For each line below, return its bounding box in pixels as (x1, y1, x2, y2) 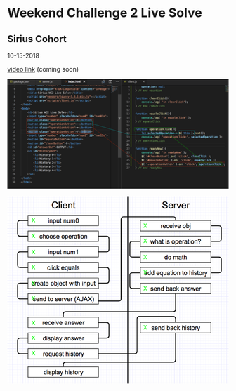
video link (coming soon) (7, 65, 79, 73)
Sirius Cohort (7, 33, 67, 45)
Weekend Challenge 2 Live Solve (7, 5, 202, 21)
